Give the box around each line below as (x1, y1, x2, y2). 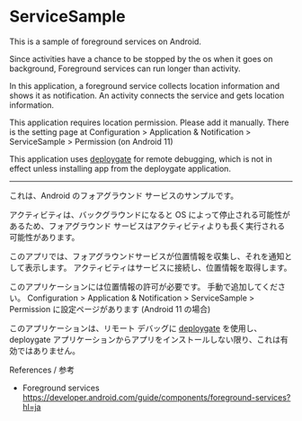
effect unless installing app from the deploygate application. (9, 163, 232, 174)
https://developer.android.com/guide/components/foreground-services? (22, 391, 291, 402)
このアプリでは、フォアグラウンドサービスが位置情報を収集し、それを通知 (9, 250, 285, 262)
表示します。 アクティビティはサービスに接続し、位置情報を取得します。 (24, 262, 292, 273)
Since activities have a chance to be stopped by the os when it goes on (9, 53, 273, 64)
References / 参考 (9, 364, 75, 375)
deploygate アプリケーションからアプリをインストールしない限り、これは (9, 334, 281, 345)
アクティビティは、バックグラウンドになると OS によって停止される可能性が (9, 209, 290, 219)
